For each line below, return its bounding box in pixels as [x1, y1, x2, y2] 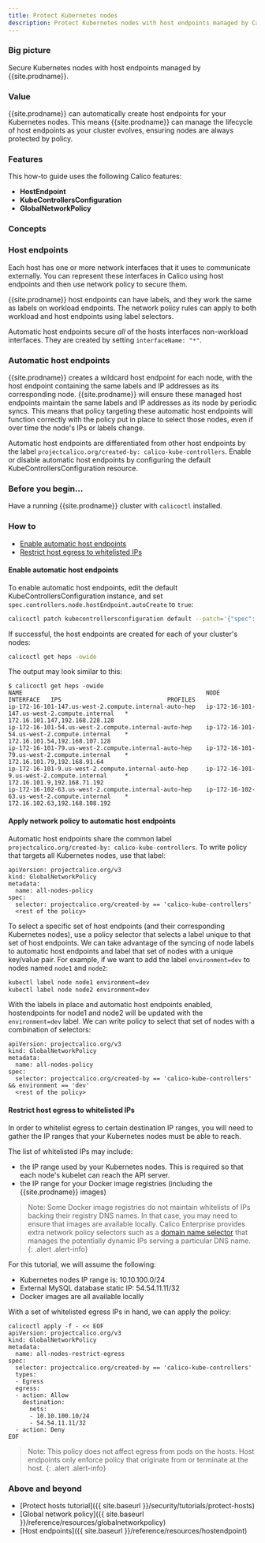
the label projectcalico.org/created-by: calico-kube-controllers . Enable [8, 447, 252, 456]
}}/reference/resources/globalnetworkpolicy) [19, 1517, 166, 1527]
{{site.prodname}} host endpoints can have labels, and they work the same [8, 294, 252, 304]
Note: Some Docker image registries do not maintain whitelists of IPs [27, 1202, 251, 1212]
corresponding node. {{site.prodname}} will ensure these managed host [8, 389, 242, 399]
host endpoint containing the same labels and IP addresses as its [8, 380, 219, 391]
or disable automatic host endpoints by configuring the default [8, 455, 211, 464]
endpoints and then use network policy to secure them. [8, 279, 188, 289]
